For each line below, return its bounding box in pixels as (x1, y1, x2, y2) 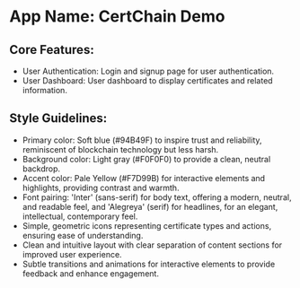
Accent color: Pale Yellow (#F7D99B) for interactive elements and (22, 172, 266, 183)
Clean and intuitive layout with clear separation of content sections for (22, 240, 283, 250)
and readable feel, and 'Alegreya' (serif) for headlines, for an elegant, (22, 201, 278, 212)
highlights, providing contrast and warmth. (22, 182, 180, 193)
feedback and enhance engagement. (22, 267, 160, 279)
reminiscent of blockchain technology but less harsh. (22, 144, 219, 154)
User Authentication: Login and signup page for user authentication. (22, 65, 275, 76)
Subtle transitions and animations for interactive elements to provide (22, 258, 276, 269)
